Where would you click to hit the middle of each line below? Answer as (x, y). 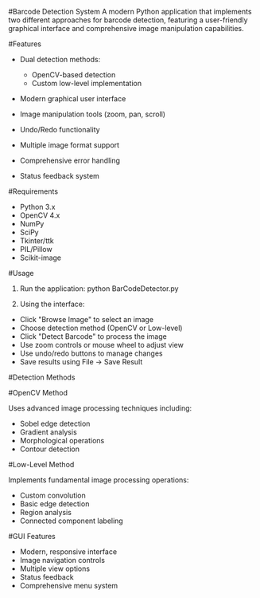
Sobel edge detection (55, 423)
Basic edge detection (54, 504)
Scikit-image (41, 258)
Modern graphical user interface (73, 98)
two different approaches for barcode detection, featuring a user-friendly (128, 20)
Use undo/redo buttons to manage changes (91, 353)
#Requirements (33, 191)
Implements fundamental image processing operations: (99, 480)
